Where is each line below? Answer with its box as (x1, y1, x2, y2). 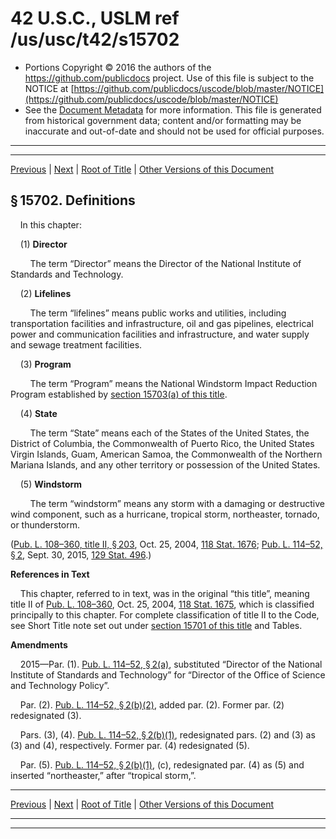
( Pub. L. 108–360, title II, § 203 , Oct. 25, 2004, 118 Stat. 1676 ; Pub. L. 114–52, (10, 538, 323, 550)
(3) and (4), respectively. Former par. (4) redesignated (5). (10, 739, 250, 751)
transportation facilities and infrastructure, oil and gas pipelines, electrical (10, 317, 314, 329)
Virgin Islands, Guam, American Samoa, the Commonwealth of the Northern (10, 448, 323, 460)
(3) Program (19, 358, 72, 370)
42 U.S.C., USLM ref (10, 7, 180, 30)
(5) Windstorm (19, 478, 83, 490)
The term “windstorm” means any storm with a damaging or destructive (29, 497, 325, 509)
